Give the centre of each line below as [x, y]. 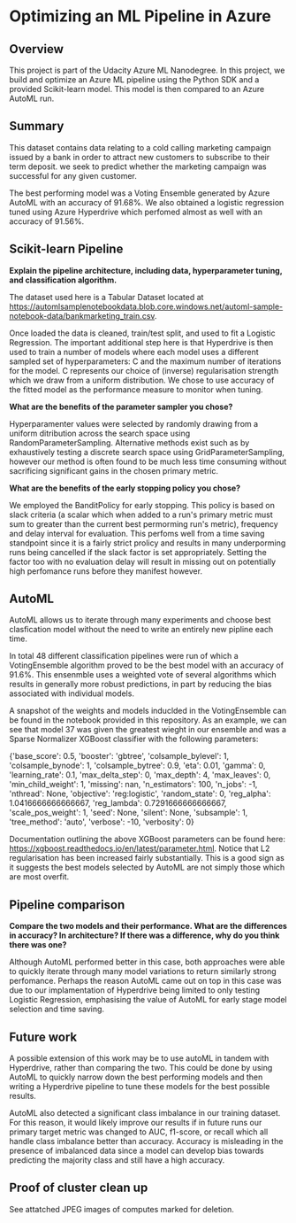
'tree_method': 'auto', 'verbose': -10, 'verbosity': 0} [102, 822]
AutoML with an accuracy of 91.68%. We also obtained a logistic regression [147, 202]
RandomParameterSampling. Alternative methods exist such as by [129, 442]
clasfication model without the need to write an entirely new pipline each [141, 630]
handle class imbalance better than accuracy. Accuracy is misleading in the [146, 1142]
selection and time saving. [57, 1009]
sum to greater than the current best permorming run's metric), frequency [144, 523]
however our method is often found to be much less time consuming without [148, 461]
